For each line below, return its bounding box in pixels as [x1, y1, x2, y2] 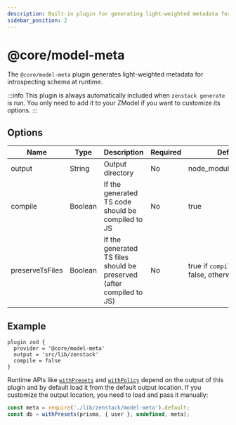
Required [150, 148, 182, 157]
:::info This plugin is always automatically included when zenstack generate [7, 91, 225, 100]
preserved [103, 270, 138, 280]
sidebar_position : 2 [7, 17, 68, 24]
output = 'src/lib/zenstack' [13, 351, 99, 358]
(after [103, 279, 122, 289]
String [70, 164, 90, 174]
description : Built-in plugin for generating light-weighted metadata [7, 10, 218, 18]
